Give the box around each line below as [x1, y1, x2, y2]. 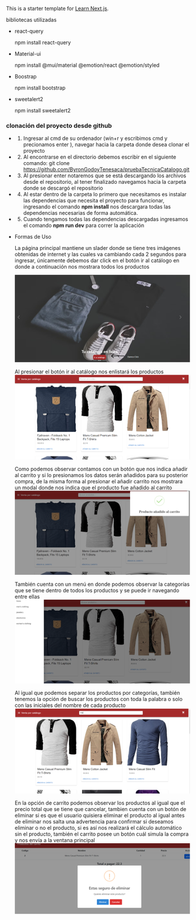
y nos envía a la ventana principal [14, 837, 95, 843]
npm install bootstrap [14, 84, 66, 91]
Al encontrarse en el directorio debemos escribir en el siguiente [23, 153, 177, 160]
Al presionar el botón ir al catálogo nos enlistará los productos [14, 368, 164, 375]
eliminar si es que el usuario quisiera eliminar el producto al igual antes [14, 812, 185, 819]
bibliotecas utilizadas [6, 16, 57, 23]
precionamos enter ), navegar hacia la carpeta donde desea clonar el [23, 141, 190, 148]
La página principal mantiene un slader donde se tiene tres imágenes [14, 245, 181, 252]
